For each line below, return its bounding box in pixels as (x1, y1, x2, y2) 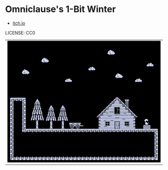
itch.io (12, 20, 25, 26)
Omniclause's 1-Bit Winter (5, 4, 116, 15)
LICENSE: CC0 (5, 30, 35, 36)
